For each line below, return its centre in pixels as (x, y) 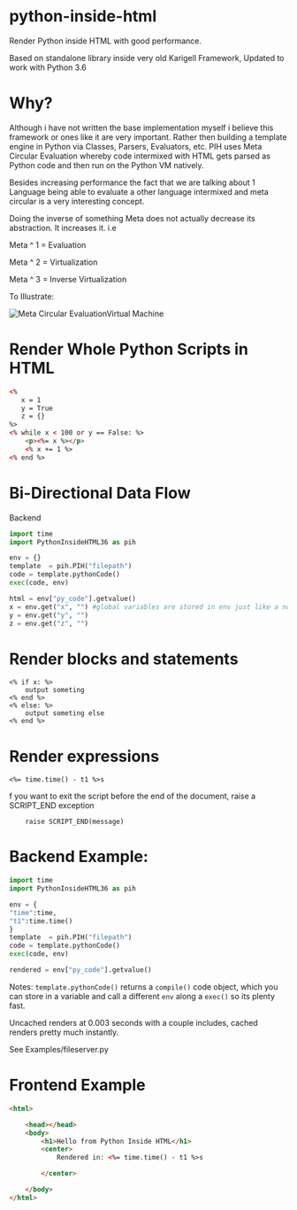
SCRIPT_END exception (52, 805)
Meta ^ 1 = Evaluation (48, 244)
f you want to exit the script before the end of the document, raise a (133, 796)
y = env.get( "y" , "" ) (49, 615)
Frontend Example (77, 1085)
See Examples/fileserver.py (59, 1049)
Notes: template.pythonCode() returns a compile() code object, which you (144, 986)
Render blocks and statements (124, 659)
